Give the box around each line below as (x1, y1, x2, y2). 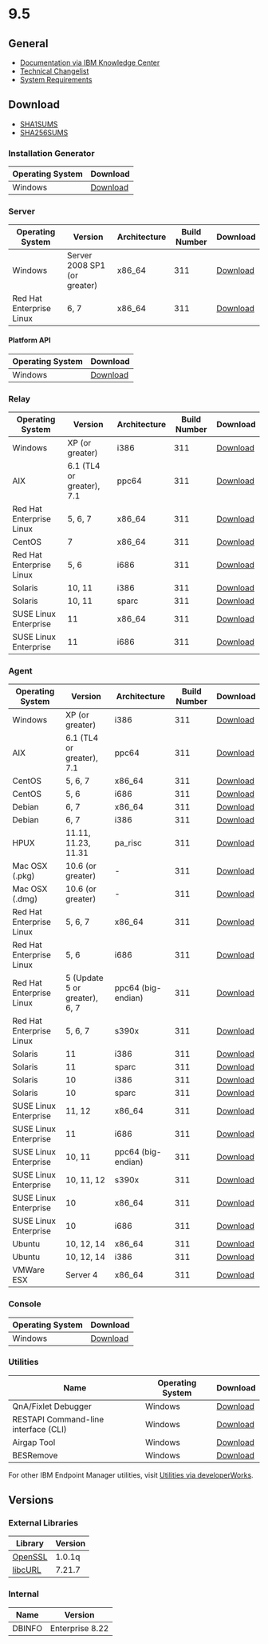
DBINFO (12, 1622, 43, 1634)
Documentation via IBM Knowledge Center (19, 58, 160, 67)
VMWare (12, 1265, 45, 1276)
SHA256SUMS (19, 127, 69, 137)
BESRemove (12, 1450, 58, 1461)
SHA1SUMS (19, 119, 58, 129)
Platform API (8, 335, 51, 345)
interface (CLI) (12, 1423, 67, 1434)
